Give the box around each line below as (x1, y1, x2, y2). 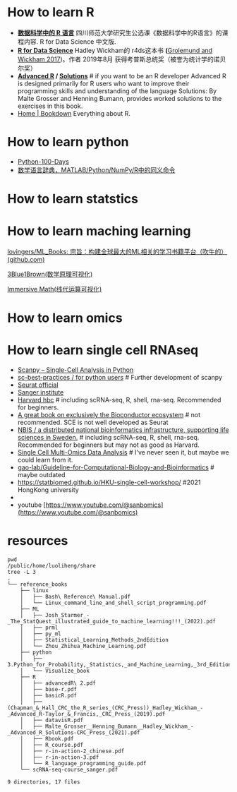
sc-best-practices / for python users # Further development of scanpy (17, 373, 223, 382)
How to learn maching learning (7, 223, 191, 239)
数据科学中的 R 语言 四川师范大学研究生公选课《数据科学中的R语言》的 (17, 28, 222, 37)
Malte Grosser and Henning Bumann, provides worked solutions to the (17, 94, 222, 102)
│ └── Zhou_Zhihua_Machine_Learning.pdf (20, 643, 147, 650)
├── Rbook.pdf (32, 736, 74, 743)
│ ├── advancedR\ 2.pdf (20, 680, 97, 687)
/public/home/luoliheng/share (7, 563, 97, 570)
